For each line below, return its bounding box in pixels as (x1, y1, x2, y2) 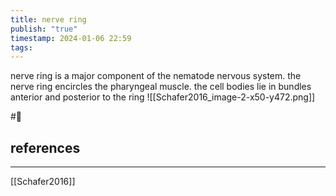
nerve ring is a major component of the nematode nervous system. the (10, 70, 302, 82)
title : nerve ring (10, 14, 87, 25)
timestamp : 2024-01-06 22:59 (10, 33, 132, 43)
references (10, 139, 81, 156)
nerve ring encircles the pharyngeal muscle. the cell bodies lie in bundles (10, 81, 312, 93)
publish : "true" (10, 24, 78, 34)
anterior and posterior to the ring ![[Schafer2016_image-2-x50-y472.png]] (10, 91, 316, 103)
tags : (10, 42, 33, 53)
